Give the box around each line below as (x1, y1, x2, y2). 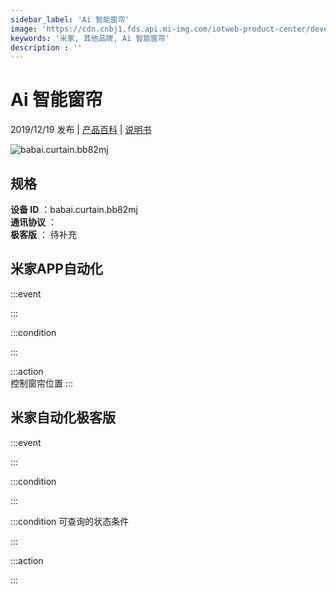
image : (10, 24, 38, 34)
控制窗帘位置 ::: (10, 377, 74, 389)
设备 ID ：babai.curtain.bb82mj (10, 204, 138, 215)
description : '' (10, 42, 83, 53)
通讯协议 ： (10, 216, 57, 228)
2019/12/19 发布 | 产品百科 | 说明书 (10, 124, 152, 136)
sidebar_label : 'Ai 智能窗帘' (10, 14, 130, 25)
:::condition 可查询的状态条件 (10, 515, 130, 527)
